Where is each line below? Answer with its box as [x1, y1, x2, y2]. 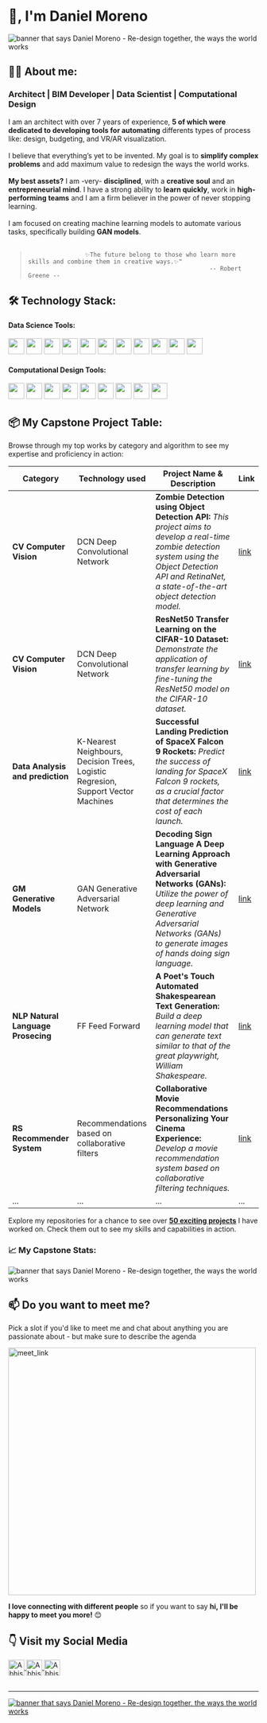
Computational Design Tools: [8, 365, 106, 375]
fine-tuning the [155, 674, 213, 685]
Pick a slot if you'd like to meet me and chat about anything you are [8, 1324, 229, 1333]
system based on [155, 1163, 220, 1174]
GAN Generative [76, 883, 137, 894]
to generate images [155, 938, 229, 949]
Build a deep [155, 1010, 203, 1021]
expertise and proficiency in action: [8, 449, 124, 459]
